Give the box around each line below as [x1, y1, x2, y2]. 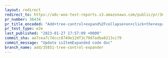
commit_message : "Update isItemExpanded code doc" [5, 40, 113, 45]
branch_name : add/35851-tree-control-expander [5, 45, 104, 50]
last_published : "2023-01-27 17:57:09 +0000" [5, 31, 101, 36]
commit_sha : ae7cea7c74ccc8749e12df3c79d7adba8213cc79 [5, 36, 122, 41]
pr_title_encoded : [5, 21, 43, 27]
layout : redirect [5, 7, 41, 13]
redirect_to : [5, 12, 32, 17]
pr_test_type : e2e [5, 26, 43, 31]
